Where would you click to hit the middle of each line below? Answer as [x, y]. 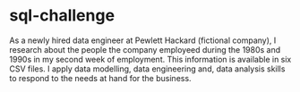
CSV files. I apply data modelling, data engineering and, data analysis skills [147, 69]
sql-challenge [62, 16]
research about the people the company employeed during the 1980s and [145, 49]
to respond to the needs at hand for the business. [100, 78]
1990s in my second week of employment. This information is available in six [150, 59]
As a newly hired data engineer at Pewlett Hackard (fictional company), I [143, 40]
